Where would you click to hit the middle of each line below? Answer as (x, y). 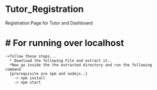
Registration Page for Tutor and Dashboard (49, 23)
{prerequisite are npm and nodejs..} (49, 74)
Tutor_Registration (44, 9)
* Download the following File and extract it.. (61, 61)
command (13, 69)
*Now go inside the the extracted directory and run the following (81, 65)
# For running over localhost (65, 43)
